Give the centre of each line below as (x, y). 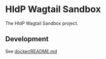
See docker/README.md (31, 51)
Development (27, 39)
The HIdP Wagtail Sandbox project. (42, 23)
